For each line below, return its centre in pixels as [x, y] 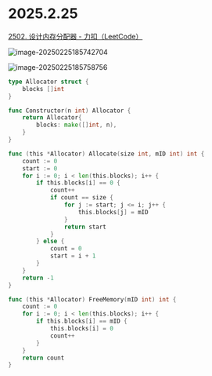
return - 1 [38, 278]
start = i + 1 [73, 256]
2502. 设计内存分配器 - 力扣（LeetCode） [75, 36]
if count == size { [81, 198]
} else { [50, 241]
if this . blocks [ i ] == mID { [82, 321]
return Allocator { [52, 118]
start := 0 [40, 168]
